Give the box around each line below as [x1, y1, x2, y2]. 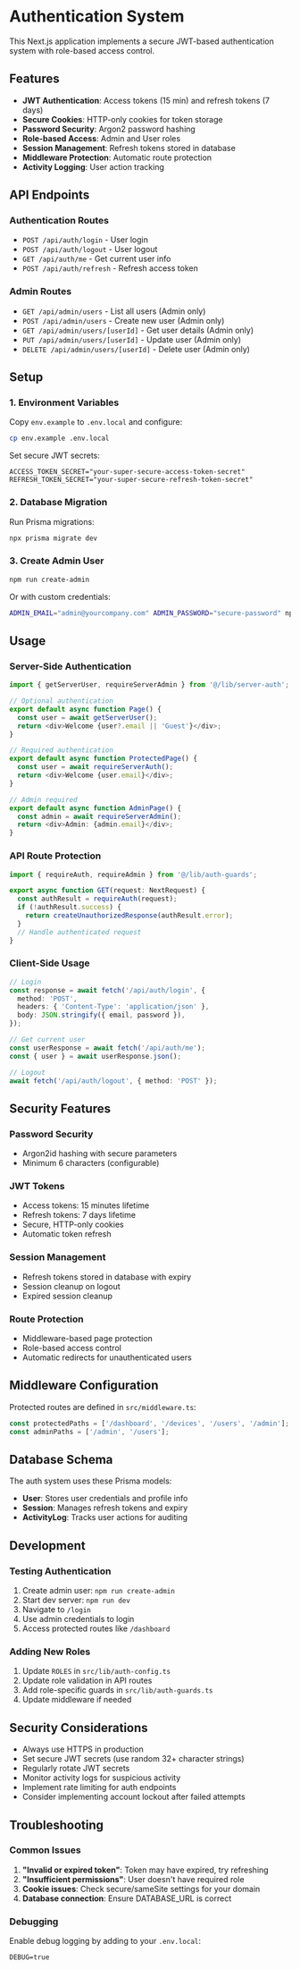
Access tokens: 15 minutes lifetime [21, 1200, 150, 1211]
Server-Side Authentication [9, 660, 132, 672]
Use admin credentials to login [21, 1614, 135, 1625]
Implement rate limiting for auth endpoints [21, 1782, 177, 1793]
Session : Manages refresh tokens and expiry [21, 1502, 188, 1513]
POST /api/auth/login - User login [21, 234, 149, 245]
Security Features [9, 1101, 112, 1116]
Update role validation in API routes [21, 1675, 153, 1686]
